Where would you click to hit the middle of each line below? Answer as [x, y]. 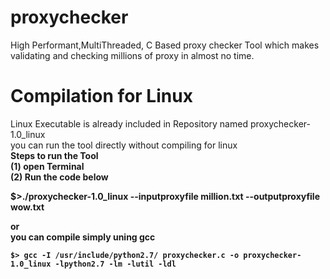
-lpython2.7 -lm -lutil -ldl [115, 264]
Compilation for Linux [101, 96]
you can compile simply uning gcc [83, 237]
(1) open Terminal [47, 166]
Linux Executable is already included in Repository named [129, 123]
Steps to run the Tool [54, 155]
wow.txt [27, 207]
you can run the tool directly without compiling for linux [124, 145]
